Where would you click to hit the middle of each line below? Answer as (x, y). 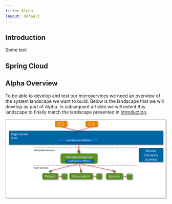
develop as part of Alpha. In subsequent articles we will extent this (75, 106)
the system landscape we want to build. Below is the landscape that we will (85, 101)
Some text (16, 50)
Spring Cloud (27, 66)
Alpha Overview (31, 84)
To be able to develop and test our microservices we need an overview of (83, 96)
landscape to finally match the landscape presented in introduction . (76, 112)
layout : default (23, 16)
